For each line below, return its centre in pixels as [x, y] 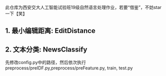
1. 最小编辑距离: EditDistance [50, 31]
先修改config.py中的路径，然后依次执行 [46, 62]
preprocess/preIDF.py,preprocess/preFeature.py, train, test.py [69, 68]
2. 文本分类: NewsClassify [46, 49]
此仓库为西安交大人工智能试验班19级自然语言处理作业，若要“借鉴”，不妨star [83, 7]
